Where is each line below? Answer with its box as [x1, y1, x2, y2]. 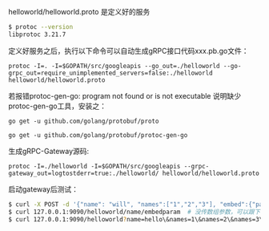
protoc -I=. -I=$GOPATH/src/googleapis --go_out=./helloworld [8, 62, 220, 70]
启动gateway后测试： [8, 184, 78, 194]
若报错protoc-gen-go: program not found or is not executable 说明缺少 [8, 91, 242, 100]
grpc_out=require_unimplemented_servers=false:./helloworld [8, 69, 214, 77]
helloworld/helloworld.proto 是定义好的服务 [8, 7, 151, 16]
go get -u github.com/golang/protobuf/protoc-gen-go [8, 131, 188, 139]
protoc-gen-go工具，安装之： [8, 101, 106, 111]
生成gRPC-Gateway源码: [8, 146, 90, 156]
